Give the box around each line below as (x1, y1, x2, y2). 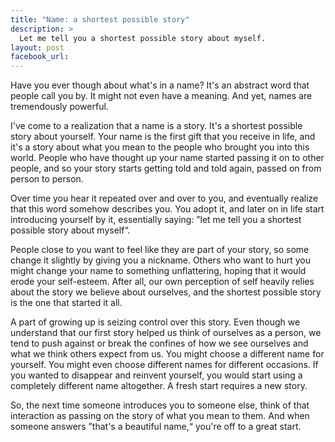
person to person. (10, 173, 84, 185)
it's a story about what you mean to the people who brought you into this (10, 141, 310, 153)
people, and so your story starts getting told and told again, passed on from (10, 162, 322, 175)
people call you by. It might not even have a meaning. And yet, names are (10, 90, 313, 102)
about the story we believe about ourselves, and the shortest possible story (10, 286, 322, 298)
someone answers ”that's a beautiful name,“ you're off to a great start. (10, 421, 302, 433)
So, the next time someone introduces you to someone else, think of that (10, 399, 310, 411)
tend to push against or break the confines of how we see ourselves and (10, 337, 309, 350)
